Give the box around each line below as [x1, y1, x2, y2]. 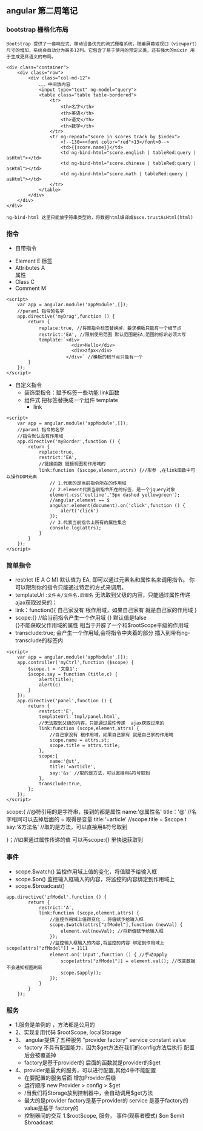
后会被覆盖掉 [24, 1051, 56, 1058]
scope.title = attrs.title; [49, 742, 121, 749]
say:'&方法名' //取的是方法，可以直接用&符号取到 [6, 824, 127, 831]
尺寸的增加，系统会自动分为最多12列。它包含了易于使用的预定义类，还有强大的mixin [6, 47, 188, 53]
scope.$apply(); [60, 970, 102, 976]
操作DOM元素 [10, 474, 38, 480]
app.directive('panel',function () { [17, 698, 113, 704]
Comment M [15, 284, 47, 292]
